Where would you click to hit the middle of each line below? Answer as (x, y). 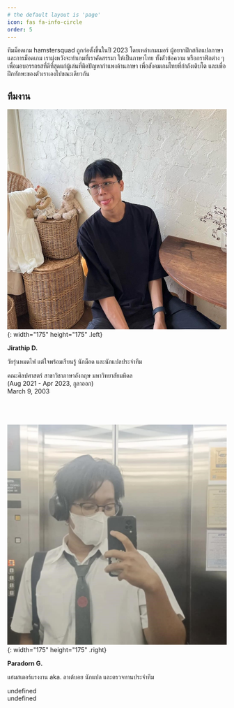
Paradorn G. (25, 663)
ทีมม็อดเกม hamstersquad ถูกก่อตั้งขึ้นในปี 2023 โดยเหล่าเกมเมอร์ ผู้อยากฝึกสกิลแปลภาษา (115, 50)
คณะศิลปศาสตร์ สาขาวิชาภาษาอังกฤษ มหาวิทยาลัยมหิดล (70, 376)
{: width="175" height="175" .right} (57, 650)
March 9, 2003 (29, 391)
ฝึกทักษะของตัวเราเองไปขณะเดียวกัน (48, 74)
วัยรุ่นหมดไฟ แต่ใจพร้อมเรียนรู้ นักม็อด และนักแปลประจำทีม (75, 362)
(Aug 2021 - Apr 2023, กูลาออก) (50, 384)
